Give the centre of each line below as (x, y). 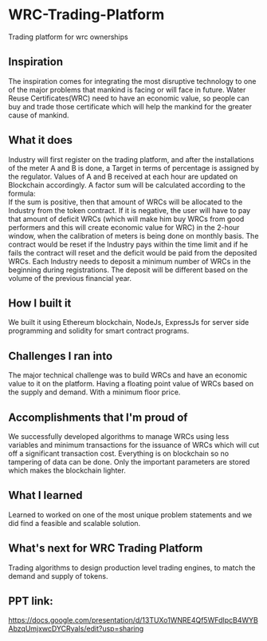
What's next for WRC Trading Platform (106, 548)
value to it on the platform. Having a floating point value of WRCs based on (131, 384)
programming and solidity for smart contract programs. (99, 331)
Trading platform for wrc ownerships (69, 37)
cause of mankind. (39, 115)
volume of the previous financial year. (70, 278)
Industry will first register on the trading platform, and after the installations (132, 159)
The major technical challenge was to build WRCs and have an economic (128, 375)
